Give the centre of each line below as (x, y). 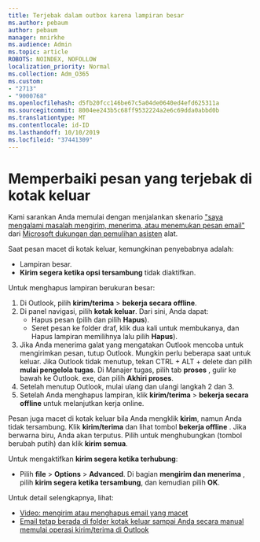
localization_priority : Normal (59, 67)
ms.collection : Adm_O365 (49, 74)
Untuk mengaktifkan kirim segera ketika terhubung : (93, 459)
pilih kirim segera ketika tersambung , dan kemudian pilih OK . (119, 483)
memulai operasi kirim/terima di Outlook (84, 530)
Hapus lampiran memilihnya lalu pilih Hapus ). (104, 337)
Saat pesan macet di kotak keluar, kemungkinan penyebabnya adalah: (121, 249)
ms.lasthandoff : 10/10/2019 (54, 132)
